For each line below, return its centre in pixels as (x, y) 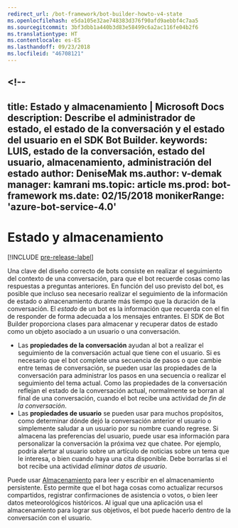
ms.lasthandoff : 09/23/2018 (49, 47)
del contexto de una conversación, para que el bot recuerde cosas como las (119, 278)
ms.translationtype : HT (43, 34)
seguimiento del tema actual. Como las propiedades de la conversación (122, 383)
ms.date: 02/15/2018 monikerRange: (142, 195)
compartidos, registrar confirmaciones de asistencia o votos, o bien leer (113, 495)
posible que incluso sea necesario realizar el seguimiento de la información (118, 293)
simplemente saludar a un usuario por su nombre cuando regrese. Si (118, 428)
